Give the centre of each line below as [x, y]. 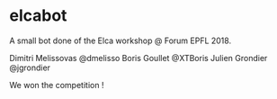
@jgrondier [30, 67]
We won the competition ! [57, 85]
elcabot [38, 16]
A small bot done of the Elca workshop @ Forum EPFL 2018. [121, 40]
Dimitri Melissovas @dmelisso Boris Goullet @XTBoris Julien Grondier [138, 58]
